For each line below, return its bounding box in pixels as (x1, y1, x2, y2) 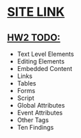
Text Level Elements (16, 50, 74, 58)
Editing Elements (16, 57, 65, 66)
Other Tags (16, 116, 49, 124)
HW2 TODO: (7, 32, 60, 43)
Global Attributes (16, 101, 65, 109)
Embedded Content (16, 65, 73, 72)
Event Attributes (16, 108, 63, 117)
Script (16, 94, 34, 102)
